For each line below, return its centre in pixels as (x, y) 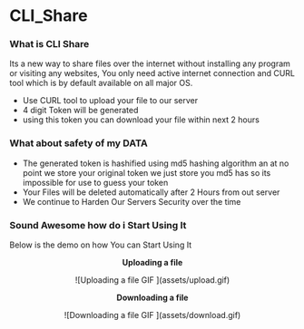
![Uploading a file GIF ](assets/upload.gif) (152, 280)
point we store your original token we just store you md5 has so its (147, 172)
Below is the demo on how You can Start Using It (101, 245)
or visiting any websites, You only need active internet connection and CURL (152, 73)
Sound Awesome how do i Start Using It (98, 225)
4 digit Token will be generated (80, 111)
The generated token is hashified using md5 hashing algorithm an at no (156, 163)
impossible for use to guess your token (95, 182)
